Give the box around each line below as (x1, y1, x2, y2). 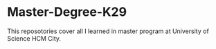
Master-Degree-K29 (7, 4, 127, 20)
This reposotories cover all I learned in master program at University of (7, 27, 209, 35)
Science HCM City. (7, 34, 61, 42)
